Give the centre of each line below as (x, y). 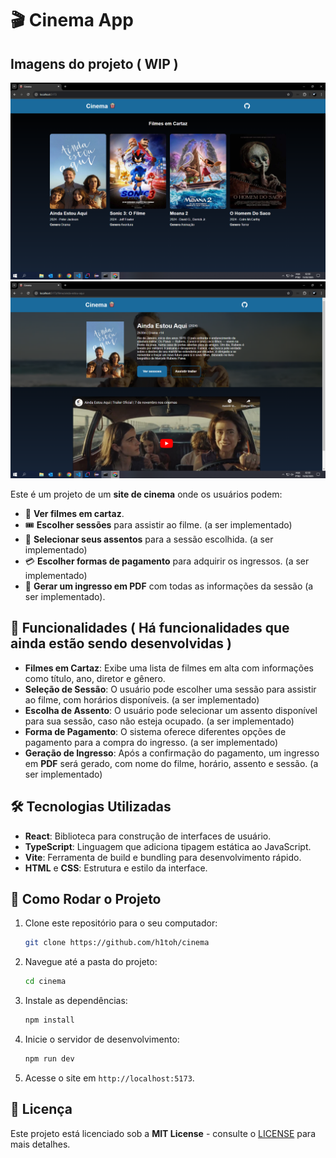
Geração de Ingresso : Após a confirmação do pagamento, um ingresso (172, 753)
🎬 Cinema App (72, 20)
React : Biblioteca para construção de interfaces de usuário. (148, 836)
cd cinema (45, 982)
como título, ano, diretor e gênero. (95, 678)
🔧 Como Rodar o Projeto (86, 899)
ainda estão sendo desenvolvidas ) (121, 643)
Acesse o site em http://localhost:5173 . (109, 1078)
